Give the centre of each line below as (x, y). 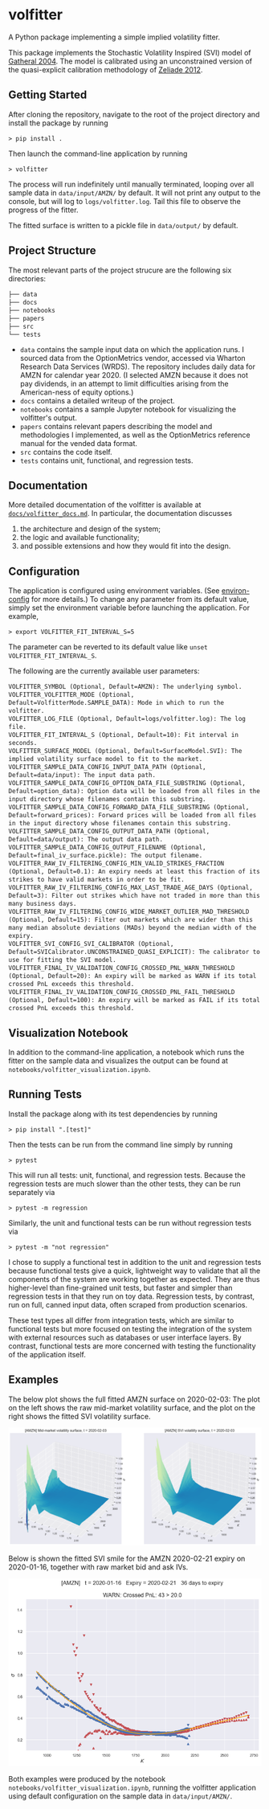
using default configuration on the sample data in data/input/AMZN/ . (120, 1796)
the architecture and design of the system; (90, 529)
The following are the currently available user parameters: (104, 671)
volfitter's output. (49, 417)
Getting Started (48, 95)
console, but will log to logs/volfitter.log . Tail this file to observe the (124, 201)
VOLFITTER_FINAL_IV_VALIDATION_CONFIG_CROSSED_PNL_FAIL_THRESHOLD (122, 992)
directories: (27, 278)
